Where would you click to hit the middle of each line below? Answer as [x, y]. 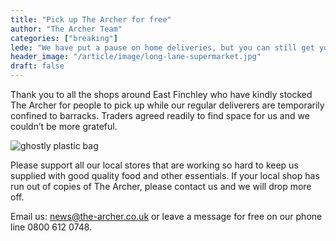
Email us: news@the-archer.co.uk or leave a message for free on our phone [166, 216]
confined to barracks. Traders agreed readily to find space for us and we [160, 115]
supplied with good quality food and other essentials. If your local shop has [165, 175]
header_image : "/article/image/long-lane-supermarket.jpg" [136, 57]
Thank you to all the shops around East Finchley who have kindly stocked [161, 94]
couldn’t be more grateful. [64, 126]
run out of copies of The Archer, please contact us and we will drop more [161, 186]
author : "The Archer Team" [66, 29]
